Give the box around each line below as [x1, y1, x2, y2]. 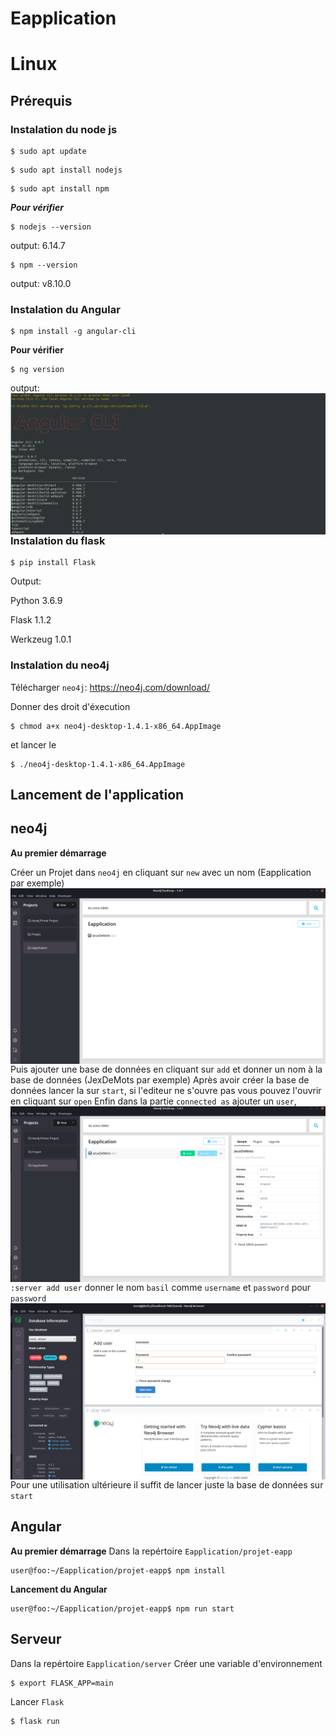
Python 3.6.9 [10, 595, 63, 607]
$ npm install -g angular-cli [10, 327, 137, 337]
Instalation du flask [10, 534, 106, 547]
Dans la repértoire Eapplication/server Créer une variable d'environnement [10, 1657, 323, 1669]
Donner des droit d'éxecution [10, 700, 131, 712]
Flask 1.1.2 [10, 614, 52, 626]
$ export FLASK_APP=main [10, 1678, 114, 1688]
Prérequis [10, 92, 73, 109]
